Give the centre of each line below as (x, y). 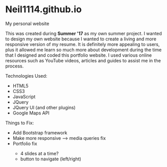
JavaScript (24, 97)
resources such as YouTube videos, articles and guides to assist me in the (83, 60)
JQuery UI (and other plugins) (44, 107)
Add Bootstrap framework (40, 133)
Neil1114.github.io (43, 9)
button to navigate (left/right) (51, 159)
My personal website (27, 23)
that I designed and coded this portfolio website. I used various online (79, 55)
